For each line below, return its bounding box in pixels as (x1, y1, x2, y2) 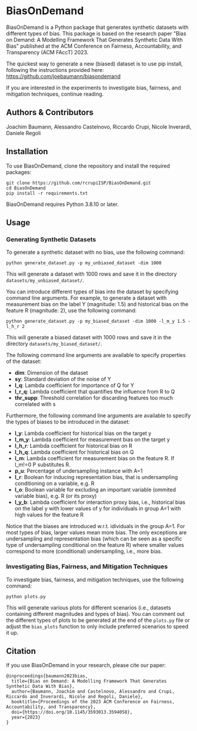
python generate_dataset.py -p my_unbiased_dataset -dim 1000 (6, 260, 162, 266)
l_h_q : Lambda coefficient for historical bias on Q (14, 448, 134, 455)
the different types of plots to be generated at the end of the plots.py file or (6, 617, 190, 624)
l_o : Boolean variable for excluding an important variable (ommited (14, 486, 176, 493)
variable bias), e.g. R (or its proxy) (14, 493, 97, 500)
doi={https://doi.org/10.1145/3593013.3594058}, (11, 709, 133, 715)
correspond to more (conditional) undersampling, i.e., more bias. (6, 548, 163, 555)
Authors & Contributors (6, 107, 94, 117)
